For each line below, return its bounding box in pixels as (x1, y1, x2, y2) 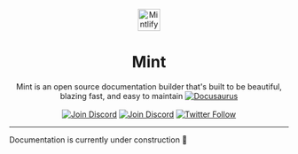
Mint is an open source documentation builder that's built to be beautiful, (16, 81, 282, 92)
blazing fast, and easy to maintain (59, 90, 184, 101)
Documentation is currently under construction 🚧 (9, 134, 188, 145)
